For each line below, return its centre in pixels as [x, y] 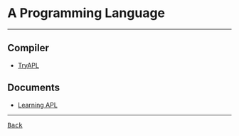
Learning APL [38, 105]
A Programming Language [86, 13]
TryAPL [28, 65]
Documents [34, 88]
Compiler [28, 48]
